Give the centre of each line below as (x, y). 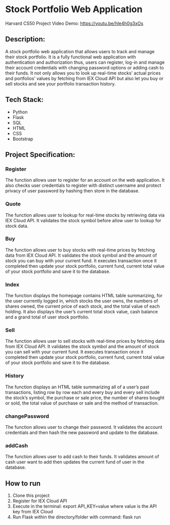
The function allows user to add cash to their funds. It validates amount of (82, 457)
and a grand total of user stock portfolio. (47, 317)
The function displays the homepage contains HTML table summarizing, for (84, 296)
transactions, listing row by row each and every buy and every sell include (82, 392)
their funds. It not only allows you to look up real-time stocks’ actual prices (83, 73)
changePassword (27, 416)
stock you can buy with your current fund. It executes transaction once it (81, 260)
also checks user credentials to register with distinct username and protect (83, 185)
